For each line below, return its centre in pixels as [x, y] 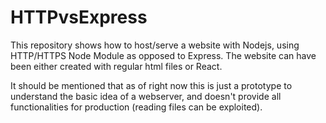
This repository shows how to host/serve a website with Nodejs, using [155, 45]
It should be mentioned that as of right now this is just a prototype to [151, 85]
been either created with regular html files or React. [116, 66]
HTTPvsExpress [79, 17]
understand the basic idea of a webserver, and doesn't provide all [146, 96]
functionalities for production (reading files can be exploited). [136, 107]
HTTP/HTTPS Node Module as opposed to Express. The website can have [163, 55]
